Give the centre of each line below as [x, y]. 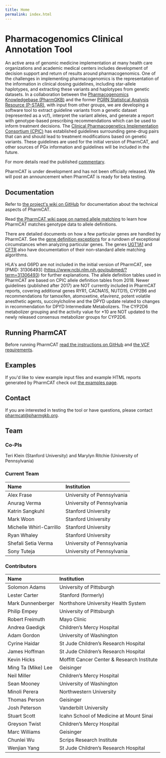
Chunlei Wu [21, 740]
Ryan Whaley [23, 535]
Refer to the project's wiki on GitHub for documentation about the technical [82, 204]
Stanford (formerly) [82, 595]
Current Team [22, 474]
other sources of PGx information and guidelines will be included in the [77, 147]
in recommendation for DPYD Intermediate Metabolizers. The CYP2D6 [77, 307]
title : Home [17, 10]
